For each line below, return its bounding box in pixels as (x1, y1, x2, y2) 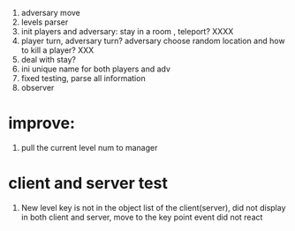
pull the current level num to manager (20, 142, 158, 153)
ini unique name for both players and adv (20, 63, 171, 74)
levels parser (20, 17, 69, 27)
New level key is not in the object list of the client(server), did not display (20, 202, 286, 212)
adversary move (20, 8, 81, 18)
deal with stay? (20, 55, 77, 64)
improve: (8, 114, 76, 133)
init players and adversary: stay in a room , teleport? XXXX (20, 26, 234, 36)
